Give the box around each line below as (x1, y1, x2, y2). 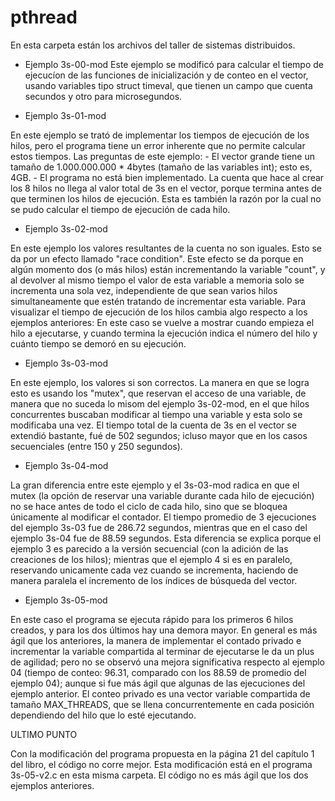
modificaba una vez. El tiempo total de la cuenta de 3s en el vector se (10, 419, 297, 431)
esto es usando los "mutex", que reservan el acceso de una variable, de (10, 387, 307, 399)
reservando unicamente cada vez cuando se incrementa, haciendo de (10, 564, 299, 576)
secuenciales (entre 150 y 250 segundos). (10, 440, 183, 452)
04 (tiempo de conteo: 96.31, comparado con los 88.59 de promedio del (10, 666, 307, 678)
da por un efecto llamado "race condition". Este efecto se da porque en (10, 252, 304, 265)
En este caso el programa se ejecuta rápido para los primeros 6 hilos (10, 613, 294, 625)
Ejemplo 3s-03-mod (24, 357, 108, 369)
